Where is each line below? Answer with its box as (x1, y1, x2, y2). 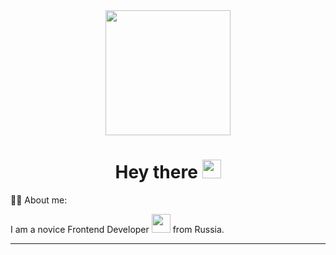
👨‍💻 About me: (10, 194, 68, 206)
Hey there (114, 161, 198, 184)
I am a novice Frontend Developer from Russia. (10, 223, 225, 235)
